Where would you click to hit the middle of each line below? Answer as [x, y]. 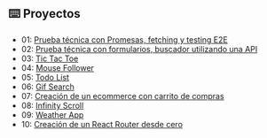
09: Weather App [52, 115]
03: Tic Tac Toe [50, 58]
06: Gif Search [47, 87]
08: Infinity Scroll [52, 105]
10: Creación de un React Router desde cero [102, 124]
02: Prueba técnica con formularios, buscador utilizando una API [139, 49]
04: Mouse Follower [58, 67]
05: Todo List [45, 77]
